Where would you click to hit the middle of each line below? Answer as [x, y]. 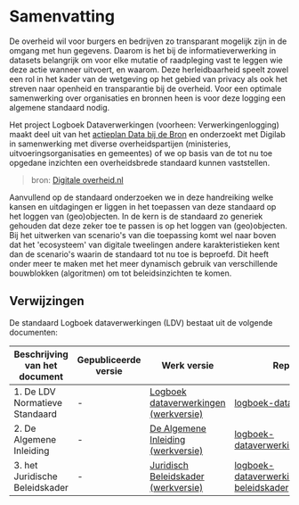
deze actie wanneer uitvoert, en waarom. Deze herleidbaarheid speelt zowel [149, 70]
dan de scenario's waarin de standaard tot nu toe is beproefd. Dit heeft [139, 254]
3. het [26, 465]
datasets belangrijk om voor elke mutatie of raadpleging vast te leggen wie [146, 60]
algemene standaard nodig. [60, 107]
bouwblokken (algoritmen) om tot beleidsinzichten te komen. [121, 273]
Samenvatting [62, 17]
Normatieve [38, 402]
